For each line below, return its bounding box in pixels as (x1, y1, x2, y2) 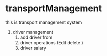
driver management (12, 29, 54, 35)
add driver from (20, 34, 53, 40)
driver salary (20, 45, 46, 51)
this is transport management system (5, 19, 82, 25)
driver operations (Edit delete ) (20, 39, 84, 45)
